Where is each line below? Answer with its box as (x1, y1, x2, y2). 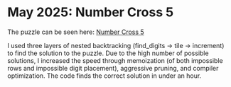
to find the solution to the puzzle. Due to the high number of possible (7, 49, 209, 57)
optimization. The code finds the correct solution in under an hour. (7, 71, 202, 80)
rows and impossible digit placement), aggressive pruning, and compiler (7, 64, 219, 72)
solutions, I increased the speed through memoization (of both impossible (7, 56, 223, 64)
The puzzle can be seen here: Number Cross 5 (7, 28, 144, 36)
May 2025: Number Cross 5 (7, 4, 174, 21)
